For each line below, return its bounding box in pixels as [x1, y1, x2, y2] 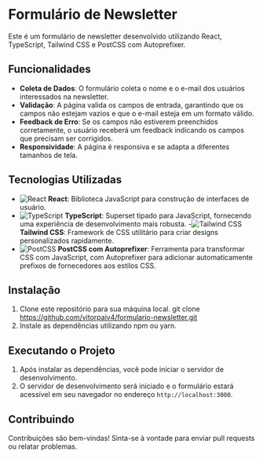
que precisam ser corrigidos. [19, 134, 114, 143]
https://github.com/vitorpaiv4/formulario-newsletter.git [19, 313, 198, 322]
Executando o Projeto [8, 343, 115, 357]
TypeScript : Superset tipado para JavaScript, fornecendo [64, 211, 252, 220]
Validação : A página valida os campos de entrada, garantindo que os [19, 100, 244, 109]
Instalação [8, 283, 61, 296]
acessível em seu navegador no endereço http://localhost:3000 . [19, 390, 233, 399]
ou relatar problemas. [8, 442, 78, 451]
